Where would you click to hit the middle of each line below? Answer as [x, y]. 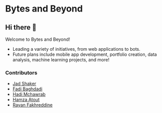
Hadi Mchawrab [29, 94]
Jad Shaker [24, 84]
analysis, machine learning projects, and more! [61, 60]
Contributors [21, 72]
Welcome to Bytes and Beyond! [38, 39]
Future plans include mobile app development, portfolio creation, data [85, 54]
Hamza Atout [26, 100]
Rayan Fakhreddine [32, 105]
